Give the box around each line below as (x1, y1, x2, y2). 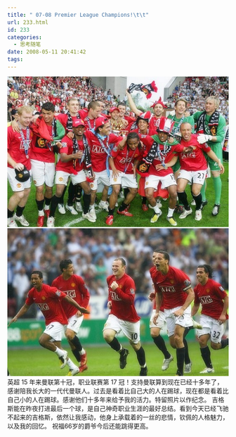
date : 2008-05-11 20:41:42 (7, 49, 86, 56)
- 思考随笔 (13, 41, 41, 49)
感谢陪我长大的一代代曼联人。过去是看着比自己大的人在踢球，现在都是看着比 (7, 387, 229, 395)
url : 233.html (7, 18, 49, 26)
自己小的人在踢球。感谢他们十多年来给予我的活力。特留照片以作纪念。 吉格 (7, 395, 225, 404)
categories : (7, 34, 42, 41)
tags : (7, 56, 23, 63)
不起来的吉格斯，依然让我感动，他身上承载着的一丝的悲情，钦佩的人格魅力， (7, 413, 229, 422)
